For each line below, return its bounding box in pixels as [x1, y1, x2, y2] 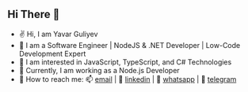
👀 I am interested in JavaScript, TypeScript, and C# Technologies [18, 57, 232, 67]
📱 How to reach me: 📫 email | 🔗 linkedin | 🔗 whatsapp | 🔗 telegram [18, 74, 237, 83]
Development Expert [18, 49, 86, 58]
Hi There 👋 [7, 8, 60, 21]
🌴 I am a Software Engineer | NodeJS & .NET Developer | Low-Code [18, 40, 241, 50]
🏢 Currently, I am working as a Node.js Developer [18, 65, 180, 75]
